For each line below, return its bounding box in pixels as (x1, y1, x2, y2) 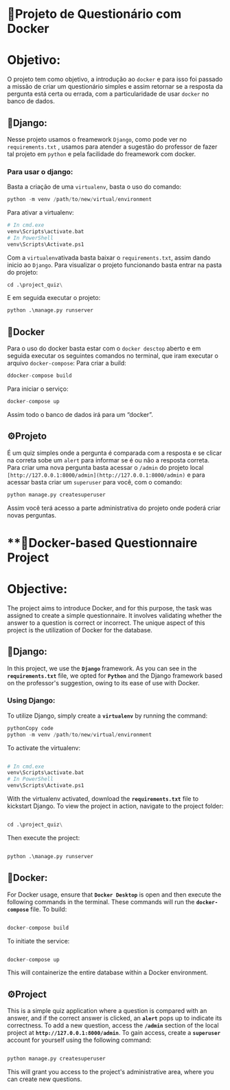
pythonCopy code (7, 725, 54, 731)
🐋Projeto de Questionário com (7, 6, 182, 22)
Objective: (7, 581, 68, 597)
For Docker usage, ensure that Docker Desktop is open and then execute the (7, 890, 222, 899)
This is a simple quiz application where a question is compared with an (7, 1007, 207, 1015)
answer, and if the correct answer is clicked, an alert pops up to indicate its (7, 1014, 222, 1023)
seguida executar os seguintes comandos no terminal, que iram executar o (7, 352, 218, 360)
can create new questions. (7, 1075, 82, 1083)
